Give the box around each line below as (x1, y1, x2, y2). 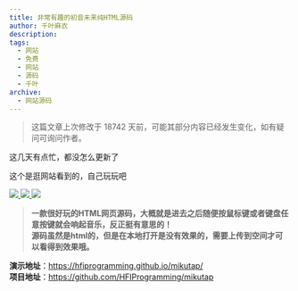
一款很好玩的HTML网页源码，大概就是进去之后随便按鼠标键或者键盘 (30, 208, 281, 219)
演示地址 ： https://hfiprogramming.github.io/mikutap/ (9, 261, 203, 271)
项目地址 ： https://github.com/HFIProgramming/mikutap (9, 271, 214, 282)
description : (9, 29, 58, 38)
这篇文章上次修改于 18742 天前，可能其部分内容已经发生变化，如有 (30, 121, 277, 132)
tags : (9, 37, 29, 47)
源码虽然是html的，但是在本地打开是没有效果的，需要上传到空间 (30, 230, 268, 241)
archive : (9, 87, 42, 96)
